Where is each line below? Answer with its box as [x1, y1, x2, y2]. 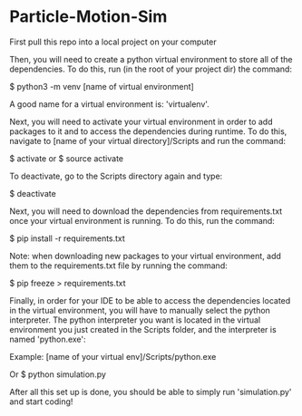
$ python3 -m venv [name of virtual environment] [9, 81, 195, 92]
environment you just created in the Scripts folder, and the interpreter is [9, 324, 277, 334]
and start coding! [9, 396, 73, 407]
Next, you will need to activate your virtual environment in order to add [9, 116, 273, 127]
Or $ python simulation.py [9, 369, 107, 380]
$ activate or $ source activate [9, 152, 124, 164]
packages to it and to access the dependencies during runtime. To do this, [9, 125, 287, 137]
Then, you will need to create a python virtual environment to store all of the [9, 53, 293, 64]
